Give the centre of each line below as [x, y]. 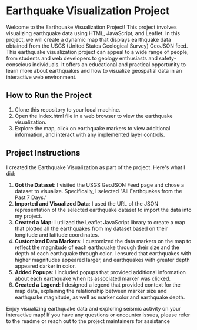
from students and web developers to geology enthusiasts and [82, 58]
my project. [28, 216]
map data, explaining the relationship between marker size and [91, 291]
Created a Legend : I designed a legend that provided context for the [97, 284]
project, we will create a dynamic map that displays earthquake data [89, 39]
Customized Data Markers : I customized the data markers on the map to [103, 241]
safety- [167, 58]
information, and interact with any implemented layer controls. [90, 134]
